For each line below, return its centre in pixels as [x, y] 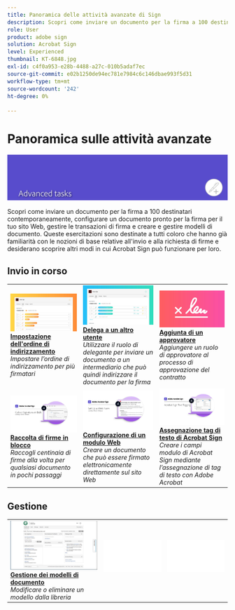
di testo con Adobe [186, 475]
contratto [173, 377]
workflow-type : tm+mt [39, 81]
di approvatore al [184, 355]
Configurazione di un [114, 435]
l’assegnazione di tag [190, 467]
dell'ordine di [30, 344]
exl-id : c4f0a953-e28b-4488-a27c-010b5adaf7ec [76, 67]
